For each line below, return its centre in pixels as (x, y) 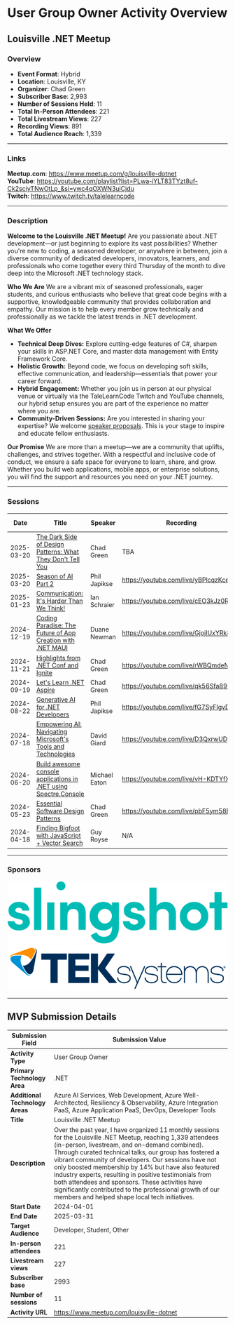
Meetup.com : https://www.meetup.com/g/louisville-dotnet (92, 174)
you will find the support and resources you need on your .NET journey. (110, 477)
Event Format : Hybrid (49, 74)
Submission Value (139, 1039)
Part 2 (45, 583)
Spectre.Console (60, 794)
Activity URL (29, 1312)
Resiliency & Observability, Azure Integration (155, 1103)
